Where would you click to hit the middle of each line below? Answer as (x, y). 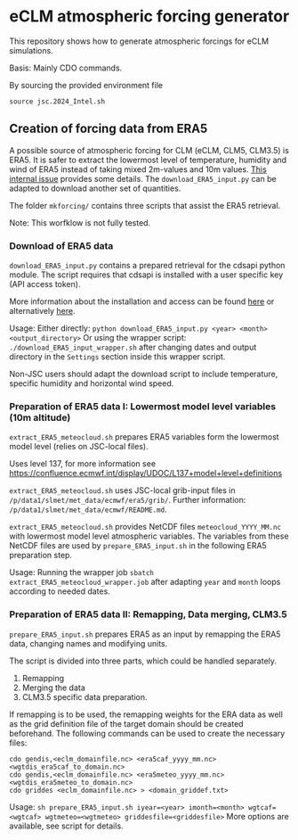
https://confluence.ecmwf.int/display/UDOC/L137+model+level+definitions (146, 474)
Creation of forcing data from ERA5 (109, 129)
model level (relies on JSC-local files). (79, 447)
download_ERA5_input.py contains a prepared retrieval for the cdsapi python (147, 266)
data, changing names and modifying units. (89, 643)
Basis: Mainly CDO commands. (66, 68)
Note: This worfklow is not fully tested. (80, 222)
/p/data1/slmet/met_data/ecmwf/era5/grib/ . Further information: (128, 500)
